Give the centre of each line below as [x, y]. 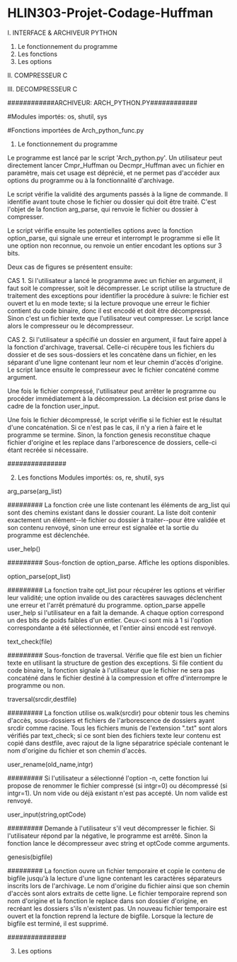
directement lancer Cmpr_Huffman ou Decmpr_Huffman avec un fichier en [116, 165]
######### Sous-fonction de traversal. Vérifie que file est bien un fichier [115, 655]
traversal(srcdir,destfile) [42, 699]
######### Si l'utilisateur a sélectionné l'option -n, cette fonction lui [108, 778]
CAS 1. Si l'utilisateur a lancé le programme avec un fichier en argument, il [115, 280]
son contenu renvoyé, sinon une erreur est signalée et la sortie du [103, 527]
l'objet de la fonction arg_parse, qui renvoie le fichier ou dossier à [103, 209]
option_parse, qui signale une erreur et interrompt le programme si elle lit [114, 238]
